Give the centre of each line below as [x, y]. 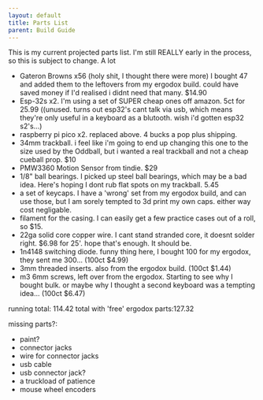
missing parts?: [33, 324]
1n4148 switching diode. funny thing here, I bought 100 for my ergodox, [135, 252]
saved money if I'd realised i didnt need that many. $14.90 [113, 93]
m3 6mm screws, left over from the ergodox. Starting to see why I [126, 277]
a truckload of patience [57, 381]
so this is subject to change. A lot [62, 61]
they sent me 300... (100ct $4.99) [74, 260]
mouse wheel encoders [57, 390]
